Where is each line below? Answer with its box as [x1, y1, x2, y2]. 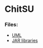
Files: [4, 21, 18, 28]
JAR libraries [11, 38, 38, 44]
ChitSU [4, 3, 34, 15]
